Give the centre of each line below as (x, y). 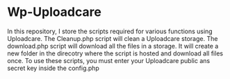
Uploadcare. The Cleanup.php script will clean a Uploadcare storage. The (113, 38)
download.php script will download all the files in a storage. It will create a (113, 46)
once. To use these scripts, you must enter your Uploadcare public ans (109, 60)
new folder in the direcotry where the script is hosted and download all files (115, 53)
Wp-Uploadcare (55, 12)
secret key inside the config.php (53, 68)
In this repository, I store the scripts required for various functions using (110, 31)
